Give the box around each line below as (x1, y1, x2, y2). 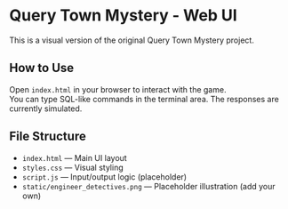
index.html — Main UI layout (21, 152, 127, 163)
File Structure (9, 129, 86, 144)
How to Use (9, 60, 75, 76)
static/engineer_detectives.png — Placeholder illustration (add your (21, 181, 276, 191)
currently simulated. (9, 103, 83, 114)
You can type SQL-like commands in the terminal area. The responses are (9, 93, 280, 104)
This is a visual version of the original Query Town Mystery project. (9, 35, 255, 45)
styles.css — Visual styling (21, 162, 124, 173)
